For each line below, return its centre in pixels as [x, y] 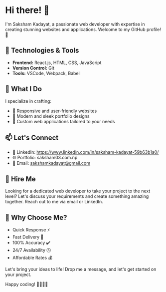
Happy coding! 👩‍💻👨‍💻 [27, 284]
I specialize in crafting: [28, 101]
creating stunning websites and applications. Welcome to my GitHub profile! [83, 29]
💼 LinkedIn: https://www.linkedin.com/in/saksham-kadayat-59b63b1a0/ [85, 152]
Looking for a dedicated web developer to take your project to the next [78, 191]
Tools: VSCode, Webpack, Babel [46, 73]
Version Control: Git [33, 68]
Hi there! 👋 [27, 10]
